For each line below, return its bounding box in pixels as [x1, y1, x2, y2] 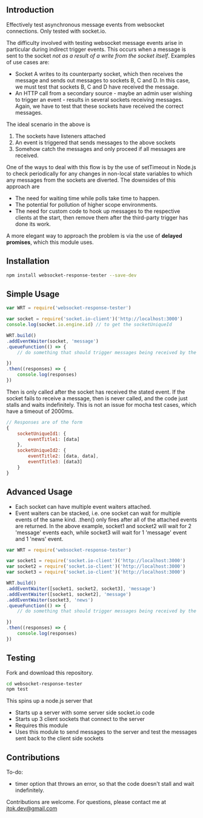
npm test [6, 686, 28, 692]
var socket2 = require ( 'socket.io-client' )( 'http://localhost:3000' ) [6, 563, 186, 569]
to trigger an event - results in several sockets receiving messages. [15, 96, 183, 103]
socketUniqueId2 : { [17, 448, 67, 454]
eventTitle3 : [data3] [28, 459, 83, 465]
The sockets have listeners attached [15, 132, 106, 139]
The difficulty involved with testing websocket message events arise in [6, 39, 183, 46]
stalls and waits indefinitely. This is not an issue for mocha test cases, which [6, 401, 197, 408]
